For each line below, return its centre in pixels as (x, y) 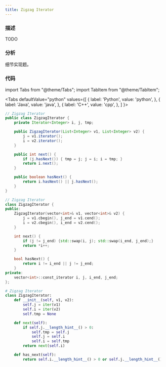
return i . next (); (41, 164)
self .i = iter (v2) (42, 310)
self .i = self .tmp (50, 341)
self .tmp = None (40, 314)
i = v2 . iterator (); (43, 141)
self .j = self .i (48, 337)
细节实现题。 (18, 64)
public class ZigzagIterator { (37, 118)
